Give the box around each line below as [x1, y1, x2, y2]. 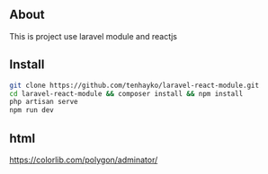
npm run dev [9, 106, 54, 115]
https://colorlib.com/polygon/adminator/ [9, 154, 158, 165]
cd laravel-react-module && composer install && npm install [9, 89, 244, 98]
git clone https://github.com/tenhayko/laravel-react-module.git [9, 81, 259, 90]
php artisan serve [9, 98, 78, 107]
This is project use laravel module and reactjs [9, 30, 178, 41]
